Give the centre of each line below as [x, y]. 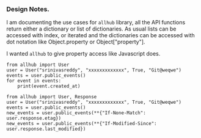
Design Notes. [28, 9]
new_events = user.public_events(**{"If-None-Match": [76, 113]
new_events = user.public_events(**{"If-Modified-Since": [82, 124]
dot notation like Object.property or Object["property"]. [76, 42]
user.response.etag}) [34, 118]
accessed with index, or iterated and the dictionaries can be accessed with [101, 35]
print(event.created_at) [49, 86]
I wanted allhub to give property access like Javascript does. [83, 54]
